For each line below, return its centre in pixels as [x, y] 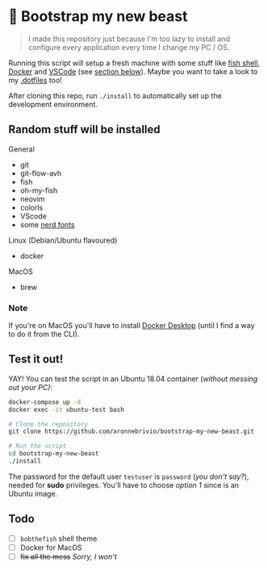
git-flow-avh [41, 173]
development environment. [53, 104]
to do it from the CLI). [44, 334]
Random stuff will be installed [84, 129]
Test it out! [36, 359]
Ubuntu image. [33, 493]
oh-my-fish [39, 190]
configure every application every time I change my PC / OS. [129, 47]
